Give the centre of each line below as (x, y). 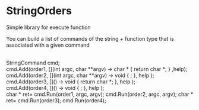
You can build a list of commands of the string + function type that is (90, 38)
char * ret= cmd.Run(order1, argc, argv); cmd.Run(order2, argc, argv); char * (100, 94)
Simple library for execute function (48, 27)
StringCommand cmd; (33, 63)
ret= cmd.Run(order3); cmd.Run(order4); (56, 100)
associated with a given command (48, 45)
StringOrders (39, 11)
